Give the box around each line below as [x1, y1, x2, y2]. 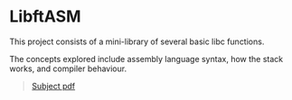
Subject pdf [31, 80, 76, 91]
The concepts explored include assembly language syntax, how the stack [9, 53, 283, 64]
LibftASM [9, 6, 81, 27]
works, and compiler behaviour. [9, 63, 127, 74]
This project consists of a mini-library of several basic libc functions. [9, 36, 265, 47]
